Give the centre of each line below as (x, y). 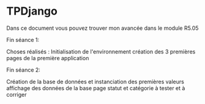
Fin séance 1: (23, 40)
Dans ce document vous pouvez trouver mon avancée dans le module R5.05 (102, 28)
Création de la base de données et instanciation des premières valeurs (95, 81)
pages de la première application (48, 58)
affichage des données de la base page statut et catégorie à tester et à (96, 88)
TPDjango (32, 11)
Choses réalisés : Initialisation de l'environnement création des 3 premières (101, 51)
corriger (17, 94)
